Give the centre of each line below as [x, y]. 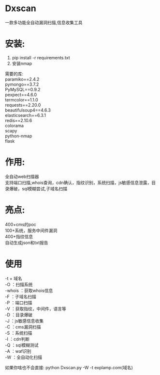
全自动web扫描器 [22, 176]
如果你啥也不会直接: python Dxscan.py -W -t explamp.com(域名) [69, 367]
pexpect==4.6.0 [21, 95]
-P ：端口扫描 [19, 302]
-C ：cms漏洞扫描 [23, 327]
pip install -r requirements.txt [41, 57]
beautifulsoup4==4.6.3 [28, 110]
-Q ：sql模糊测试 [22, 345]
